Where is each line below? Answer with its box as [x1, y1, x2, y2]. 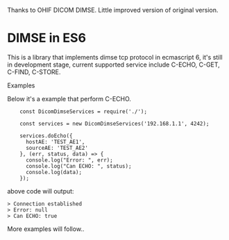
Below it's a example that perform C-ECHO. [7, 94, 132, 103]
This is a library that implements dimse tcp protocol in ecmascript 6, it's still [7, 53, 223, 61]
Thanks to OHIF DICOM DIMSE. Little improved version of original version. [7, 6, 219, 14]
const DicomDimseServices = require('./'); [19, 108, 148, 115]
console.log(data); [25, 169, 82, 175]
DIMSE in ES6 [7, 31, 87, 46]
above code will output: [7, 187, 74, 195]
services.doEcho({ [19, 132, 73, 139]
